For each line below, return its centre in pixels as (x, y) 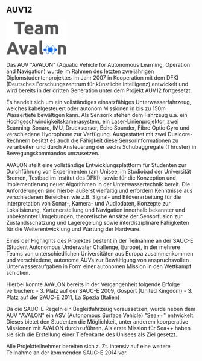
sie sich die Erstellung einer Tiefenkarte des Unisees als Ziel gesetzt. (92, 334)
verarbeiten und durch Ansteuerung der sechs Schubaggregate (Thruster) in (101, 146)
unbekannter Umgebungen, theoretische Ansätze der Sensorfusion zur (94, 216)
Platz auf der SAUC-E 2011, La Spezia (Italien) (63, 297)
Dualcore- (180, 134)
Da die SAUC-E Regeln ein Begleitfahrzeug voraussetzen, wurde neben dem (101, 309)
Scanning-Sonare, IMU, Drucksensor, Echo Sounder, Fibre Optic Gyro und (98, 127)
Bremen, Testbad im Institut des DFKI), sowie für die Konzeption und (91, 178)
